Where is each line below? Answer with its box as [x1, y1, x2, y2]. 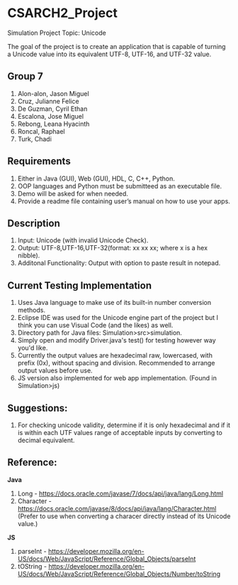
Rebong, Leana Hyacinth [17, 119, 90, 128]
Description [7, 217, 60, 229]
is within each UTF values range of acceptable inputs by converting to [17, 429, 223, 436]
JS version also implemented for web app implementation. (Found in [17, 374, 217, 382]
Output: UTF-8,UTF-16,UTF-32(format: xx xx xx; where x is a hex [17, 244, 208, 252]
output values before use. [17, 366, 93, 375]
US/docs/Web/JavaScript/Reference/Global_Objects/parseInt [17, 554, 196, 563]
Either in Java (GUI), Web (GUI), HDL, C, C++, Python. [17, 174, 175, 183]
